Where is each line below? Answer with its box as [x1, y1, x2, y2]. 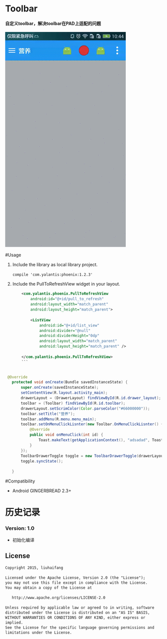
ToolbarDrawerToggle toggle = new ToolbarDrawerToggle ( [20, 453, 139, 459]
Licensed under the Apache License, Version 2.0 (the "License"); [5, 575, 146, 581]
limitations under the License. [5, 630, 72, 636]
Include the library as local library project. [12, 262, 98, 268]
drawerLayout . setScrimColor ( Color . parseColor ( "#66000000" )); [20, 406, 150, 411]
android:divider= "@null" [39, 328, 91, 333]
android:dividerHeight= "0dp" [39, 333, 99, 338]
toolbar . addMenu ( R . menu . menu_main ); [20, 417, 97, 422]
